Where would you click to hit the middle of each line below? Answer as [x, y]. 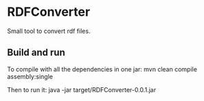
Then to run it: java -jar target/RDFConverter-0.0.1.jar [82, 89]
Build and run [36, 53]
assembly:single [30, 76]
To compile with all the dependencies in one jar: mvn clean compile [102, 69]
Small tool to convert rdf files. [49, 31]
